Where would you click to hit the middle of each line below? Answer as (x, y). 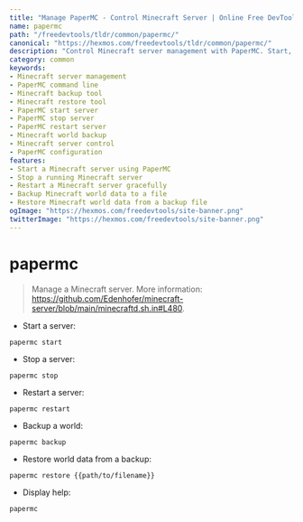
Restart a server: (53, 392)
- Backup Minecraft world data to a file (88, 194)
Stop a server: (49, 359)
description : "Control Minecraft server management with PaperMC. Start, (151, 51)
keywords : (28, 69)
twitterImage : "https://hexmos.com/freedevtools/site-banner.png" (137, 219)
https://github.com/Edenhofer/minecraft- (107, 298)
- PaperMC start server (54, 110)
